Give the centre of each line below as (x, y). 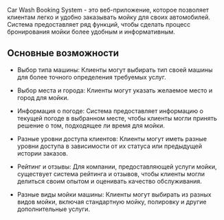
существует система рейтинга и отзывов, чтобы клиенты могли (111, 173)
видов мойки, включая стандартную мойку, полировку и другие (112, 201)
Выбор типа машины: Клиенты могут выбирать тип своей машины (115, 70)
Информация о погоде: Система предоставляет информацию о (110, 111)
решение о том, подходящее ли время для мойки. (91, 125)
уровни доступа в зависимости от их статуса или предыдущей (110, 146)
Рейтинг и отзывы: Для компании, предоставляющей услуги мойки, (117, 167)
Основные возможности (63, 53)
